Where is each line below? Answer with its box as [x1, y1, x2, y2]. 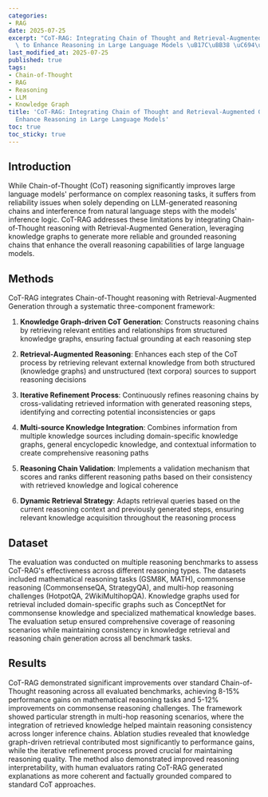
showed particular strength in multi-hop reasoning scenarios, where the [8, 712, 245, 721]
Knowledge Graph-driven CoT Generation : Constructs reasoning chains [19, 317, 259, 327]
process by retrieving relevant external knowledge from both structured [19, 358, 255, 368]
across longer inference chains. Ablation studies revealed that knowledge [8, 728, 250, 738]
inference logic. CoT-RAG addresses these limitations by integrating [8, 215, 231, 224]
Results [8, 657, 47, 670]
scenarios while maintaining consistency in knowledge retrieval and [8, 625, 231, 635]
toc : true [8, 123, 41, 131]
